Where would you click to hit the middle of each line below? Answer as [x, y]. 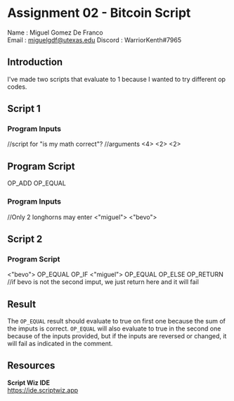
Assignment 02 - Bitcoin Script [99, 13]
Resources [31, 365]
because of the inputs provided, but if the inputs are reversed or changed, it [117, 336]
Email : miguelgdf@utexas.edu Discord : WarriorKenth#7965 [95, 39]
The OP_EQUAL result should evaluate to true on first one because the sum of [117, 321]
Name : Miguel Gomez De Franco [55, 32]
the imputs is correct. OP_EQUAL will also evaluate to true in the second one [114, 328]
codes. [17, 87]
